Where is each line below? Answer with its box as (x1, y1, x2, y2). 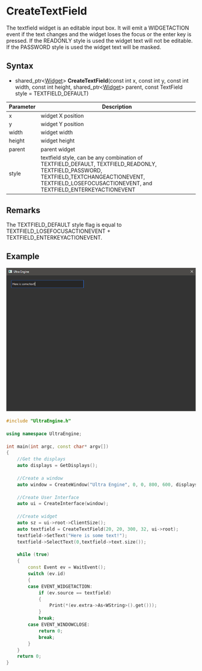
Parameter (8, 103, 36, 110)
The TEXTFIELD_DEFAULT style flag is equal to (6, 221, 122, 229)
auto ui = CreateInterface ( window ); (17, 501, 109, 507)
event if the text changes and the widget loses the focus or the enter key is (6, 30, 192, 37)
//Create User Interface (17, 494, 79, 500)
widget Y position (40, 120, 84, 127)
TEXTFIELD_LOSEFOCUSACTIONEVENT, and (40, 179, 153, 186)
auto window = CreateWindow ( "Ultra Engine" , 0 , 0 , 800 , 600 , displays (17, 482, 198, 488)
